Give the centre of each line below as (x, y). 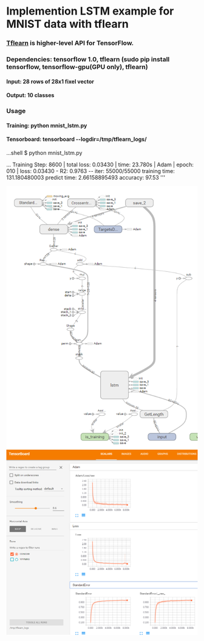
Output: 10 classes (30, 95)
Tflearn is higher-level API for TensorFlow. (70, 43)
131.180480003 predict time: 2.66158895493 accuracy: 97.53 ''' (86, 177)
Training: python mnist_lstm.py (47, 125)
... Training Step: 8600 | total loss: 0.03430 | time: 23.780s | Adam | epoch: (100, 164)
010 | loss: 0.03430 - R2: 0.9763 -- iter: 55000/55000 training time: (90, 171)
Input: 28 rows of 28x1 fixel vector (50, 81)
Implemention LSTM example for (90, 11)
